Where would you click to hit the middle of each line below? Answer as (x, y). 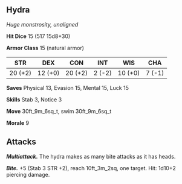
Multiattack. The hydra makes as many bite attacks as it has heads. (91, 156)
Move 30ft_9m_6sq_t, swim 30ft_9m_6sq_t (59, 111)
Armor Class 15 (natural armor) (45, 48)
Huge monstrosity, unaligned (42, 24)
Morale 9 (18, 122)
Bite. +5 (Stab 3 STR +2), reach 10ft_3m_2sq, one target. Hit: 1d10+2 (91, 168)
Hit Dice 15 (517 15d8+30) (38, 36)
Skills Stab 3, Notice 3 (34, 100)
